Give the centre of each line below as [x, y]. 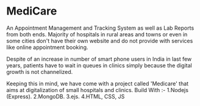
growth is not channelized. [40, 71]
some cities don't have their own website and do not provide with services [100, 41]
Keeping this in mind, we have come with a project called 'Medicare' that [98, 84]
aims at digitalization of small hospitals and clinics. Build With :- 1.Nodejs [98, 90]
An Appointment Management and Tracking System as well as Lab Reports [100, 28]
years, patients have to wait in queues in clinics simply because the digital [99, 65]
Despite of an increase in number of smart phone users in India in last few [99, 59]
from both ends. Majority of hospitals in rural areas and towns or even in [97, 34]
